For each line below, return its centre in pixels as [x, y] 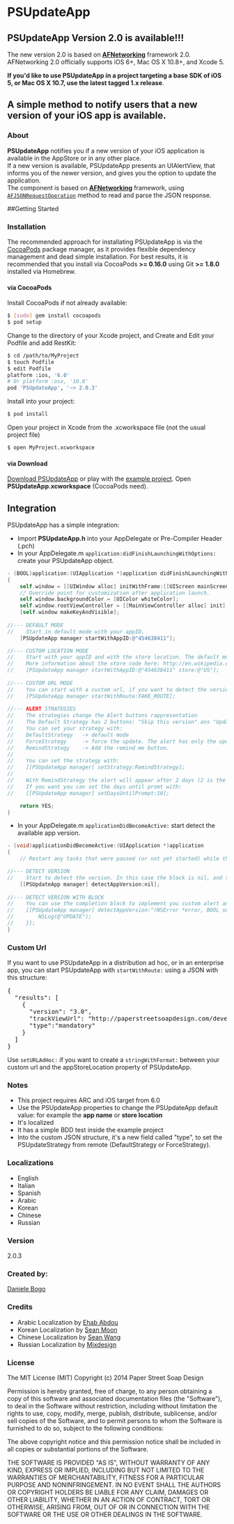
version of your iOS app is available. [87, 116]
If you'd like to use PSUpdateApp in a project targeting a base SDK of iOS [115, 75]
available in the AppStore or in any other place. [74, 158]
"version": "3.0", [60, 1012]
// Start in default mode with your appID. [76, 631]
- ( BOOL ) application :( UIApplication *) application [82, 573]
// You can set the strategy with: [63, 761]
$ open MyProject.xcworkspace [51, 448]
